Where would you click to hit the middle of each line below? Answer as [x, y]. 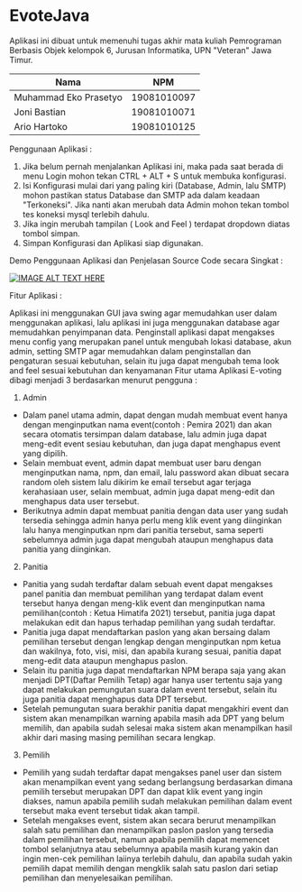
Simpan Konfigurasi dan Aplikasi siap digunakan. [113, 243]
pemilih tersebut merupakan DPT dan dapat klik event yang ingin [142, 791]
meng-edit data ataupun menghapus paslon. [105, 660]
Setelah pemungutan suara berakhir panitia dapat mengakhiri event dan [156, 708]
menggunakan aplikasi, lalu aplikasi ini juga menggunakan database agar [145, 322]
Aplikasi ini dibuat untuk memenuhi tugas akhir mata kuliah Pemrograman [146, 41]
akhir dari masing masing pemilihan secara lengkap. [119, 737]
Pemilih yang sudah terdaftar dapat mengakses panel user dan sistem [152, 772]
